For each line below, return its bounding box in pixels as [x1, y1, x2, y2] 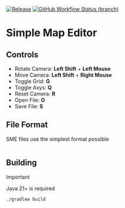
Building [6, 158, 37, 168]
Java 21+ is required [6, 184, 55, 192]
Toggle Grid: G [14, 78, 50, 85]
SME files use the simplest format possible [6, 136, 109, 143]
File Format [6, 120, 48, 130]
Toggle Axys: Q [14, 84, 52, 91]
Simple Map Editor [6, 27, 97, 39]
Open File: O [14, 97, 45, 103]
